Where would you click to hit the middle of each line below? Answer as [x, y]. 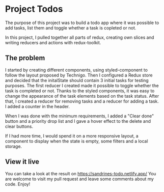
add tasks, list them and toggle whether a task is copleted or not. [71, 27]
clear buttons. [19, 126]
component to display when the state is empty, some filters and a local [77, 141]
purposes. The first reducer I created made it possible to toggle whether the [82, 85]
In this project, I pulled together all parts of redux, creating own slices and [80, 37]
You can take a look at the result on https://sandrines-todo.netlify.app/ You [81, 173]
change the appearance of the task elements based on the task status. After [82, 96]
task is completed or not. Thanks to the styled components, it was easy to [80, 91]
